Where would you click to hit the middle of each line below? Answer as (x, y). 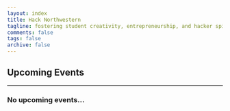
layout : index (27, 13)
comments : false (30, 32)
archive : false (29, 45)
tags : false (24, 39)
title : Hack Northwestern (44, 20)
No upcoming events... (46, 99)
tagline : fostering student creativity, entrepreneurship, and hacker (110, 26)
